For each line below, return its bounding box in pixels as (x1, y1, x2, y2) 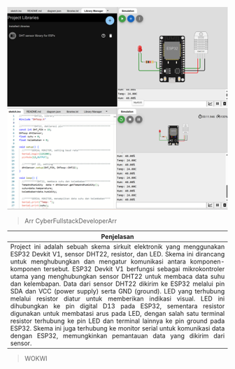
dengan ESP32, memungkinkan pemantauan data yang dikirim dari (10, 331, 225, 340)
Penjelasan (101, 232, 134, 240)
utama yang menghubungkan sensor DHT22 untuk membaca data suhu (10, 272, 225, 280)
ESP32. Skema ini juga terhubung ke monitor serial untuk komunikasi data (10, 324, 225, 332)
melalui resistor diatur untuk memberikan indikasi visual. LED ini (10, 294, 225, 303)
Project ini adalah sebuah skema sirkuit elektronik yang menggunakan (10, 242, 225, 251)
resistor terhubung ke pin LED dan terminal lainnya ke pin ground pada (10, 317, 225, 325)
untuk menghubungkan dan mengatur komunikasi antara (10, 257, 187, 266)
